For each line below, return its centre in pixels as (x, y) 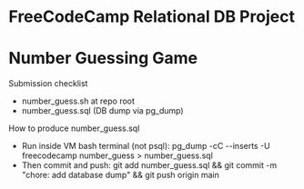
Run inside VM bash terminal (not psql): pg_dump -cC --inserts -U (146, 146)
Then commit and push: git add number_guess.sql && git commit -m (149, 165)
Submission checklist (48, 84)
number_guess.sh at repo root (78, 101)
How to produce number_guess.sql (74, 128)
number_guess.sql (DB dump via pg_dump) (102, 111)
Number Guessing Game (103, 59)
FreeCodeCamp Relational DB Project (152, 17)
